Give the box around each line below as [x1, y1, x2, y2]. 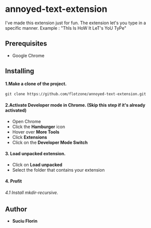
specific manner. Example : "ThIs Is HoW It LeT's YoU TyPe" [5, 25, 126, 31]
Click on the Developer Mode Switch [12, 139, 88, 145]
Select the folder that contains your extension [12, 167, 105, 173]
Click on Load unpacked [12, 162, 62, 168]
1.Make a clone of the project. [5, 81, 67, 87]
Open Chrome [12, 118, 41, 124]
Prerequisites [5, 40, 47, 48]
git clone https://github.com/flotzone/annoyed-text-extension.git [5, 91, 147, 97]
